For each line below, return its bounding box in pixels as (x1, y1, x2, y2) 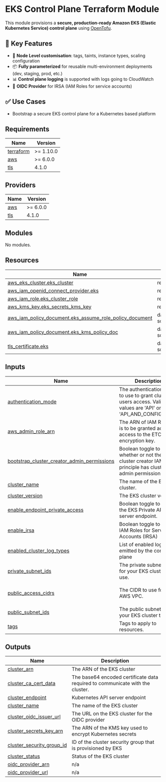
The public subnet (119, 605, 162, 612)
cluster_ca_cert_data (7, 680, 56, 687)
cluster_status (7, 753, 41, 760)
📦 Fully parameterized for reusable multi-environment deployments (12, 63, 153, 69)
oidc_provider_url (7, 769, 48, 776)
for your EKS (119, 567, 149, 574)
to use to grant (119, 392, 153, 399)
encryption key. (119, 437, 156, 444)
